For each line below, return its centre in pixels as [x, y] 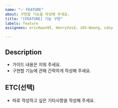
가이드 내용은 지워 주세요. [37, 64]
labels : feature [22, 23]
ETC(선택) [20, 88]
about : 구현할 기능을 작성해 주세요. [38, 14]
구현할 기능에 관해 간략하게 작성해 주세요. [52, 70]
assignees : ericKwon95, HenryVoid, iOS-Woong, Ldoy [59, 28]
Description [23, 52]
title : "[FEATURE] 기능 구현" [34, 19]
